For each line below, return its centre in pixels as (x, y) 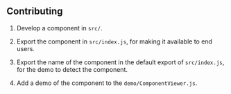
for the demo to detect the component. (72, 69)
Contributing (35, 11)
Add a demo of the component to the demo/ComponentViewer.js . (107, 83)
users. (26, 48)
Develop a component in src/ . (59, 28)
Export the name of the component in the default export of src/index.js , (120, 62)
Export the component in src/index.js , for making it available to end (114, 41)
